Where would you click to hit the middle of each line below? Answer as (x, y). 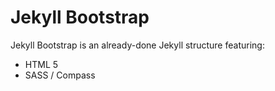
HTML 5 (41, 64)
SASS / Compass (60, 75)
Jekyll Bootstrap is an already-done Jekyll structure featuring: (137, 45)
